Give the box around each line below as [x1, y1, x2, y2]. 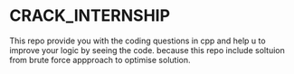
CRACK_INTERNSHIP [9, 5, 170, 26]
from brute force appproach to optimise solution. [9, 54, 191, 65]
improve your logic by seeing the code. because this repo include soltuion [9, 44, 285, 55]
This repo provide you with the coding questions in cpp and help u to [9, 35, 266, 46]
